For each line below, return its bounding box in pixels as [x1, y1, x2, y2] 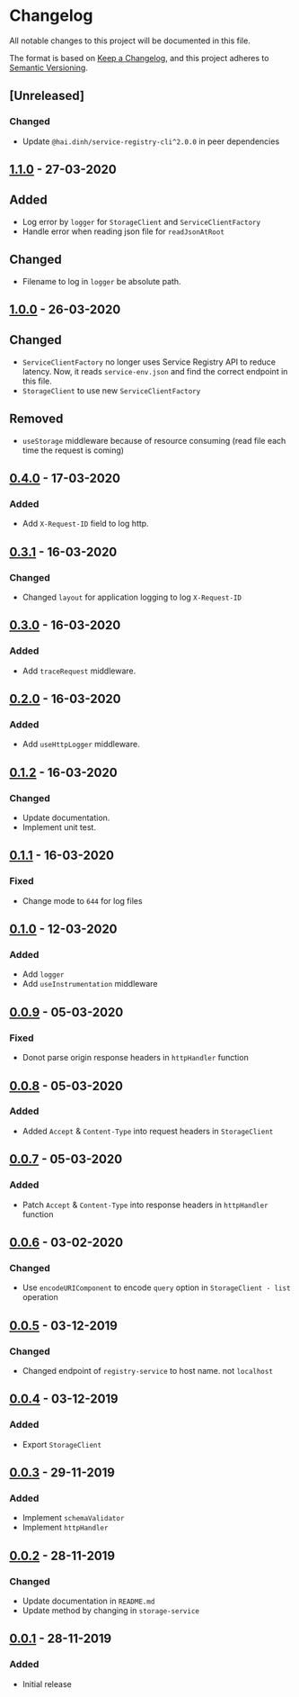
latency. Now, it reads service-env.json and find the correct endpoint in [22, 366, 288, 376]
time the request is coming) [22, 445, 124, 456]
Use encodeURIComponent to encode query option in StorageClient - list [22, 1282, 291, 1293]
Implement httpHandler [22, 1522, 109, 1533]
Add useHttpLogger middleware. [22, 739, 141, 750]
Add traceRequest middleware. [22, 665, 136, 676]
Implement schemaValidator [22, 1512, 125, 1523]
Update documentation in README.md [22, 1595, 155, 1606]
